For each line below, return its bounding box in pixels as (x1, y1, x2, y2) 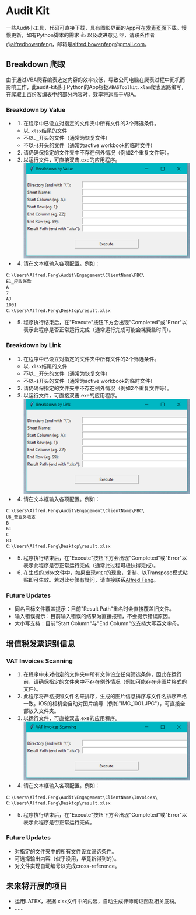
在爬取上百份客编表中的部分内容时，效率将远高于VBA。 (6, 91, 139, 98)
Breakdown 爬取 (6, 60, 66, 70)
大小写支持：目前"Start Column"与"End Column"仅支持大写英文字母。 (14, 620, 183, 627)
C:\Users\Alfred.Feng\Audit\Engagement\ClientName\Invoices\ (6, 794, 158, 800)
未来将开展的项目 (6, 881, 68, 891)
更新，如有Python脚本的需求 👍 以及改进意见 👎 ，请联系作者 (10, 31, 155, 39)
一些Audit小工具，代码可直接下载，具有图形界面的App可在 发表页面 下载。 (6, 24, 182, 31)
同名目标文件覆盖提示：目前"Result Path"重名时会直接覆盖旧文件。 (14, 605, 175, 612)
